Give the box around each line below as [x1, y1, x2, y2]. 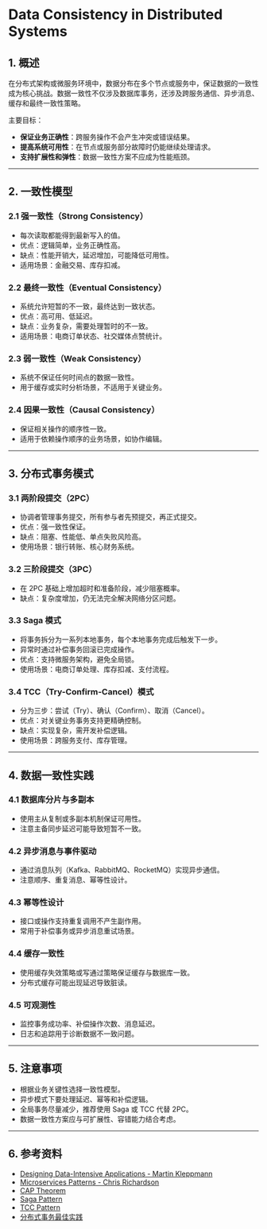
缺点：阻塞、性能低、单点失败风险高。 [19, 532, 145, 542]
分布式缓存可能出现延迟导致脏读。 [19, 977, 132, 987]
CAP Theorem [19, 1185, 66, 1195]
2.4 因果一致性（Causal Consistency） [8, 404, 160, 415]
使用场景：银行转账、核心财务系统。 [19, 542, 139, 551]
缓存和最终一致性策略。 [8, 99, 85, 108]
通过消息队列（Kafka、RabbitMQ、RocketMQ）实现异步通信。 [19, 865, 224, 875]
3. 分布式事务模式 [8, 466, 94, 480]
